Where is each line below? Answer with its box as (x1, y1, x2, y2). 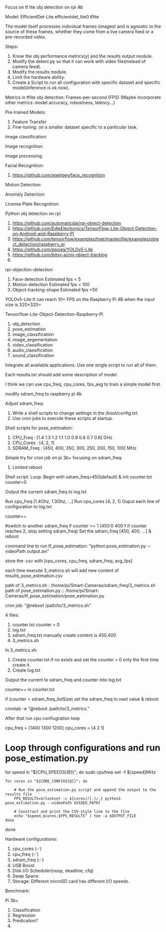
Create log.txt (12, 667, 41, 673)
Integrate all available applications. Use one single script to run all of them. (5, 362, 158, 368)
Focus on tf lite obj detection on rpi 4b (5, 4, 83, 10)
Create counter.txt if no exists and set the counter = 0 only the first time (12, 657, 159, 662)
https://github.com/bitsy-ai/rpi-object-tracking (12, 252, 108, 257)
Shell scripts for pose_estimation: (5, 425, 73, 431)
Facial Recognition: (5, 163, 44, 168)
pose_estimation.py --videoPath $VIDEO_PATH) (5, 800, 101, 805)
